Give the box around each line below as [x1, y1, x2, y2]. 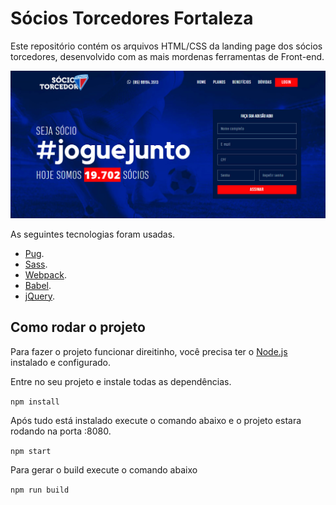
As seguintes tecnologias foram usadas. [10, 228, 176, 240]
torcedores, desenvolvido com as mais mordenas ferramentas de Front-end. [10, 50, 325, 62]
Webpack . [24, 268, 67, 281]
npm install [10, 397, 60, 407]
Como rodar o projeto [10, 319, 146, 336]
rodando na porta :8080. [10, 425, 112, 437]
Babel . [24, 279, 52, 291]
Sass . [24, 258, 48, 270]
